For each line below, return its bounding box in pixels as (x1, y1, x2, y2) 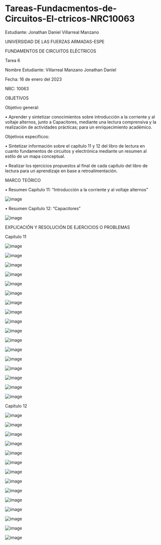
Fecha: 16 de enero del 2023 (5, 76, 62, 82)
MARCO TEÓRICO (5, 177, 41, 183)
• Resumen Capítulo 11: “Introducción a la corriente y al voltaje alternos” (5, 186, 148, 192)
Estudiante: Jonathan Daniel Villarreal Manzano (5, 29, 99, 35)
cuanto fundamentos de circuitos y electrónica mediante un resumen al (5, 148, 147, 154)
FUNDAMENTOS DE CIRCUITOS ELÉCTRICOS (5, 48, 97, 54)
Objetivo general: (5, 104, 40, 110)
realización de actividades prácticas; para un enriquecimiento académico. (5, 124, 152, 130)
